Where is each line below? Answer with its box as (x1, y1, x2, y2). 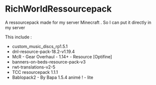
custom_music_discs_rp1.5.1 (12, 43, 68, 49)
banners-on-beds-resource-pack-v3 (12, 59, 86, 65)
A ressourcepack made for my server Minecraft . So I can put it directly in (5, 19, 152, 25)
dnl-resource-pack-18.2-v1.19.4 (12, 49, 75, 54)
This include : (5, 34, 32, 40)
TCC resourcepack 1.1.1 (12, 69, 58, 75)
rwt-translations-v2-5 (12, 64, 56, 70)
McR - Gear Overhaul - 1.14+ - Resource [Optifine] (12, 53, 112, 59)
